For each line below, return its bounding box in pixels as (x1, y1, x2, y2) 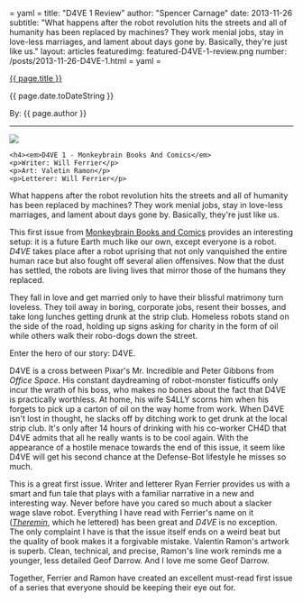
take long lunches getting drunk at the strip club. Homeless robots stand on (9, 311, 290, 322)
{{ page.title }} (9, 73, 63, 84)
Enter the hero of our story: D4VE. (9, 348, 136, 359)
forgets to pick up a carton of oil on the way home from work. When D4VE (9, 404, 285, 414)
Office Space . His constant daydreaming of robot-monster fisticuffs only (9, 375, 279, 386)
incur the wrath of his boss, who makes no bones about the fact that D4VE (9, 385, 287, 395)
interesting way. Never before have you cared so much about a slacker (9, 497, 272, 508)
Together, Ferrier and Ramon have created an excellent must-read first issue (9, 572, 293, 583)
